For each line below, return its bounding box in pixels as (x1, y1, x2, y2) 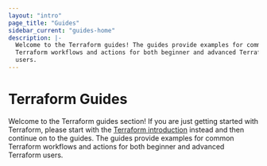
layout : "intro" (8, 11, 62, 20)
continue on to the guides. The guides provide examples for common (8, 133, 234, 143)
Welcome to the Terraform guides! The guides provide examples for (15, 41, 244, 49)
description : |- (8, 33, 62, 42)
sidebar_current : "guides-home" (8, 26, 115, 34)
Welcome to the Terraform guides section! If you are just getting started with (8, 116, 259, 125)
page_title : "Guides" (8, 19, 80, 27)
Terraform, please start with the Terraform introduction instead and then (8, 125, 245, 134)
